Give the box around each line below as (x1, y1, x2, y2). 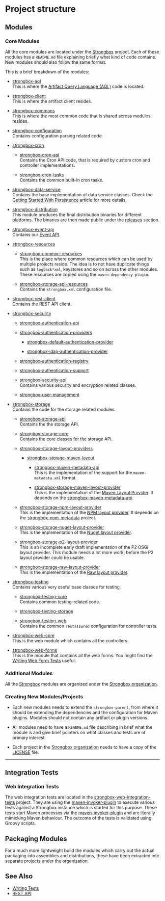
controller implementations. (19, 162, 75, 168)
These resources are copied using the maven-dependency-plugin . (19, 271, 150, 277)
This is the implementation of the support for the (34, 470, 133, 476)
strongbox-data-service (12, 186, 61, 192)
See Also (5, 872, 33, 880)
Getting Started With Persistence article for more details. (12, 197, 127, 203)
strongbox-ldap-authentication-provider (27, 348, 108, 354)
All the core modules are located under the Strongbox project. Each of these (5, 49, 160, 54)
